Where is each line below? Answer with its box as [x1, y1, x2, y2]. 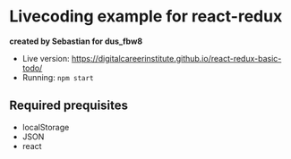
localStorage [21, 121, 70, 132]
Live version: [21, 53, 70, 63]
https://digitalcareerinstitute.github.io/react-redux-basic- [71, 53, 282, 63]
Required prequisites [9, 98, 128, 113]
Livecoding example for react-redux [9, 6, 283, 27]
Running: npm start [21, 71, 94, 82]
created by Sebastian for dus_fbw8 [9, 36, 143, 46]
